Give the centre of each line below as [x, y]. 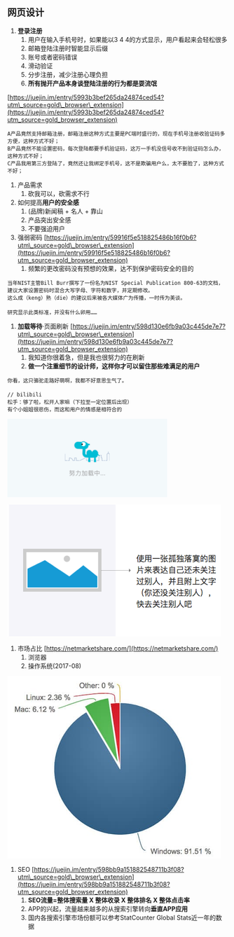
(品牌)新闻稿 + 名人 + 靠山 [66, 211]
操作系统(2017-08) [55, 666]
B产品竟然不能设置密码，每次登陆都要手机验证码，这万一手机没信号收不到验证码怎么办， [116, 148]
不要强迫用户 [46, 228]
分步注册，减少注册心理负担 [68, 74]
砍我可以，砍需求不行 [58, 193]
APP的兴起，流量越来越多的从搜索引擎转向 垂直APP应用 [108, 908]
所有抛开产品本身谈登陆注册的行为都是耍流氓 [92, 83]
